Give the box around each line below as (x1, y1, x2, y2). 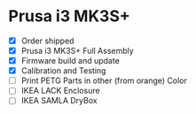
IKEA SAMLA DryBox (20, 95, 98, 106)
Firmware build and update (20, 56, 121, 66)
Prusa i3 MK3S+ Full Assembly (20, 46, 134, 56)
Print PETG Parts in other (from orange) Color (20, 75, 187, 86)
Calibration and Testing (20, 65, 106, 76)
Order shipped (20, 35, 74, 46)
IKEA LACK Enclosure (20, 86, 100, 96)
